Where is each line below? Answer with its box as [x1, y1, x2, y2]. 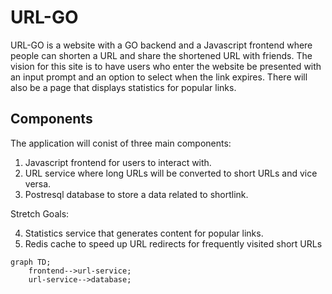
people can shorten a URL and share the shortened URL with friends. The [10, 49, 313, 61]
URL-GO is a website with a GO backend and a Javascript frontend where [10, 39, 313, 51]
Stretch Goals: [10, 207, 70, 220]
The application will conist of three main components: [10, 137, 232, 149]
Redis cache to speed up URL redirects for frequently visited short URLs [24, 237, 323, 250]
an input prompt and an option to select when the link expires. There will [10, 71, 308, 83]
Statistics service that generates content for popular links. [24, 227, 264, 239]
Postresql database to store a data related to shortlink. [24, 188, 249, 200]
